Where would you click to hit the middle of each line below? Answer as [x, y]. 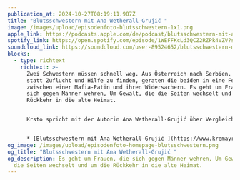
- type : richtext [40, 61]
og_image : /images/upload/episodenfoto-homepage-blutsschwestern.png [113, 145]
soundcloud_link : [33, 47]
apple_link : [25, 34]
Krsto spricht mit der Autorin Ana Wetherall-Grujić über [114, 120]
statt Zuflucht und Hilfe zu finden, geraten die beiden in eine [125, 80]
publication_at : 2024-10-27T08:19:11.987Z [71, 14]
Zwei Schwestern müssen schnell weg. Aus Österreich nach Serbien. [129, 74]
